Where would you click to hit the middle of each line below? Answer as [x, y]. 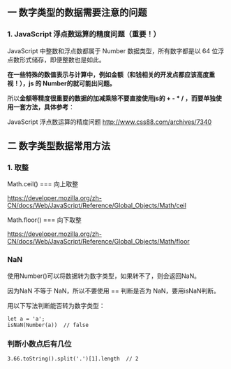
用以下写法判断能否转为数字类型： [56, 305]
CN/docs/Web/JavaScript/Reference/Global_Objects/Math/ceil [97, 206]
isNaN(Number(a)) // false [48, 325]
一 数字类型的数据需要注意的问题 [77, 13]
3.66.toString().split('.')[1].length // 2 [73, 358]
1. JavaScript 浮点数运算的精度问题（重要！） [84, 34]
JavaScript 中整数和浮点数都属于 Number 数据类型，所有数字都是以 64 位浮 [116, 50]
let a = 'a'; [26, 319]
